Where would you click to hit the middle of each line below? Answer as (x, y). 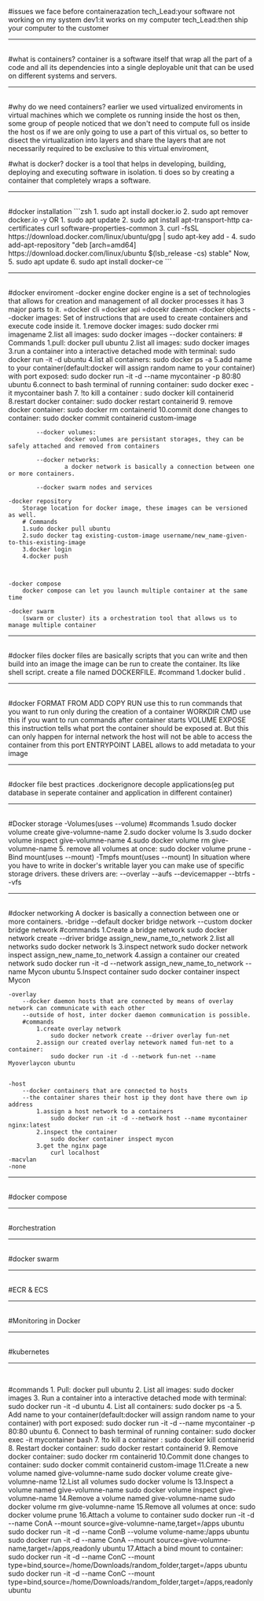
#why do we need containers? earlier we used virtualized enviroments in (126, 107)
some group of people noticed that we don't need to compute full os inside (129, 124)
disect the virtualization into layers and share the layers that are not (117, 140)
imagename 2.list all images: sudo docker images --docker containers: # (126, 334)
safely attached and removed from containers (84, 446)
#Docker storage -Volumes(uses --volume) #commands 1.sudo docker (123, 824)
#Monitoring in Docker (44, 1321)
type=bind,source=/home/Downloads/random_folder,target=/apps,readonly (131, 1582)
